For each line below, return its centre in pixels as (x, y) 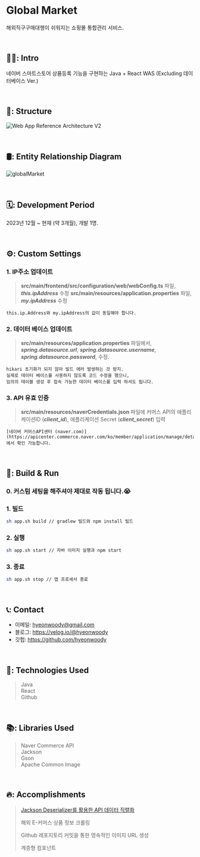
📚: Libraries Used (40, 728)
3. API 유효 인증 (28, 398)
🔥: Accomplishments (46, 795)
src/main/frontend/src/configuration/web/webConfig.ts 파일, (98, 286)
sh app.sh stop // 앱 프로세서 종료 (47, 580)
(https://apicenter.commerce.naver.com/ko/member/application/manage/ (96, 437)
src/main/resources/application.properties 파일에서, (86, 343)
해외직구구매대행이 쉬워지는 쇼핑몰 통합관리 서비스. (65, 27)
